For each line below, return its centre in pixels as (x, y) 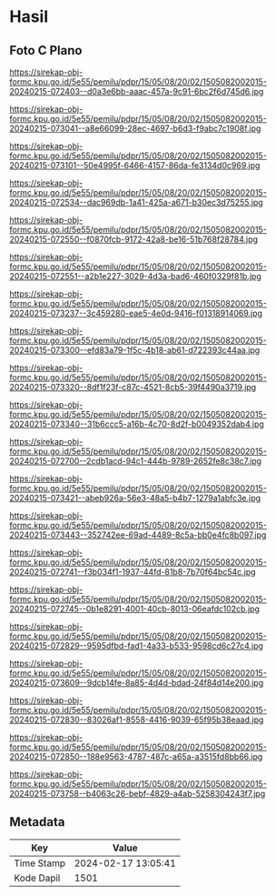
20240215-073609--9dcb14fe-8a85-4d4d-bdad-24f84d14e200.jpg (137, 683)
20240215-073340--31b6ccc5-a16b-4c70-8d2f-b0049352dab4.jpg (137, 424)
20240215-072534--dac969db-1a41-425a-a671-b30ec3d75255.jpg (136, 202)
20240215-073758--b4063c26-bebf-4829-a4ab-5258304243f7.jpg (138, 794)
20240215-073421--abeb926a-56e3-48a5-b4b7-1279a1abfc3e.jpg (135, 498)
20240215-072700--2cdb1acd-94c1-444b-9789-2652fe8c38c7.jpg (135, 461)
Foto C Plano (46, 50)
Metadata (37, 822)
